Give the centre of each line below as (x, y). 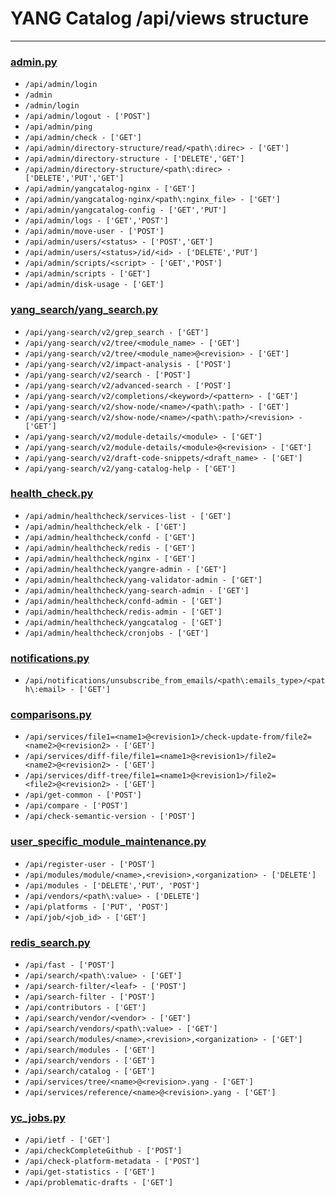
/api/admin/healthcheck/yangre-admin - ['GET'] (125, 569)
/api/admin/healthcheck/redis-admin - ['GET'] (123, 612)
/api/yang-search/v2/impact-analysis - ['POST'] (128, 364)
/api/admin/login (61, 85)
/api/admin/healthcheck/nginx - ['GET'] (110, 558)
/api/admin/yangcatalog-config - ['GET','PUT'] (125, 210)
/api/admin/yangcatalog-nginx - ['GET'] (110, 189)
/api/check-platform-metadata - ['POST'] (112, 1162)
